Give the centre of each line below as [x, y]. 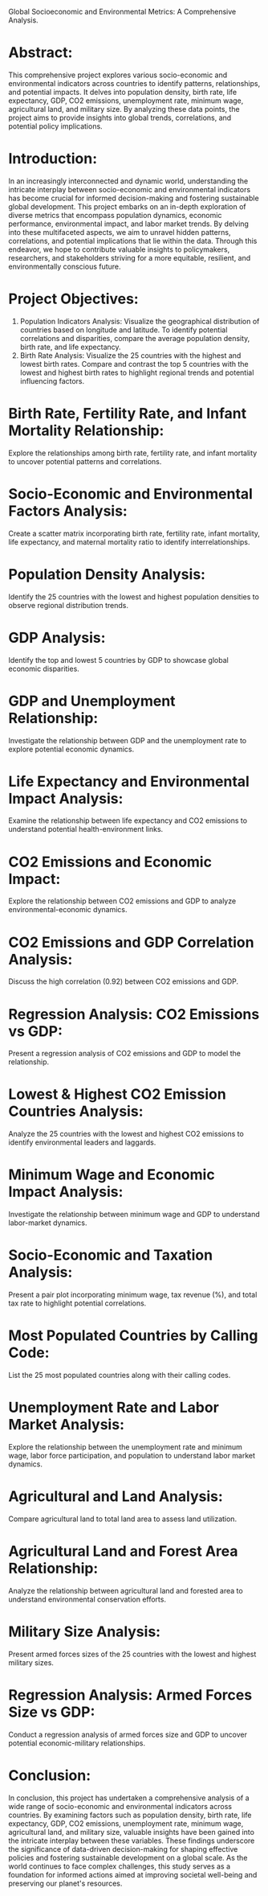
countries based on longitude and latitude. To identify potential [124, 330]
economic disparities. [44, 668]
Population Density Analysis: [107, 574]
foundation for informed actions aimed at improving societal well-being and [133, 1874]
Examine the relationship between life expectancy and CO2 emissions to [128, 821]
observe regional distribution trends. [68, 605]
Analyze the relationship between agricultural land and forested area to [126, 1590]
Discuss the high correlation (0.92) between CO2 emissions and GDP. [124, 981]
